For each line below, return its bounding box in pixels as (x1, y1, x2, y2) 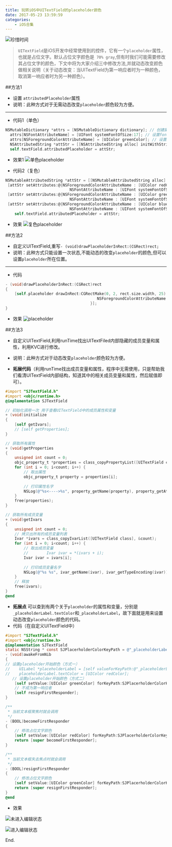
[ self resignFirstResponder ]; (14, 690, 79, 695)
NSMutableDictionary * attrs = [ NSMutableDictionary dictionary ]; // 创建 (5, 127, 165, 133)
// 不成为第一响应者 (14, 686, 52, 691)
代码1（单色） (12, 117, 42, 123)
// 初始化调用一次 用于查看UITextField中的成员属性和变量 (5, 408, 116, 413)
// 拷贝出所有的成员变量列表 (14, 531, 68, 537)
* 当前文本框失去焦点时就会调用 (7, 757, 66, 762)
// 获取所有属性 (5, 440, 35, 446)
